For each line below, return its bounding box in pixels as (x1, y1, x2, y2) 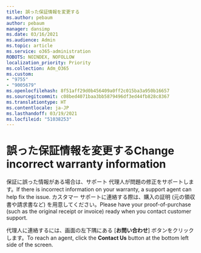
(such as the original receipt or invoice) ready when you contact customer (6, 207, 191, 215)
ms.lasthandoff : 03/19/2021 (6, 110, 78, 116)
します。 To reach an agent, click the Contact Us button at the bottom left (6, 234, 189, 241)
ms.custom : (6, 71, 34, 77)
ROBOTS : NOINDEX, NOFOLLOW (6, 54, 75, 60)
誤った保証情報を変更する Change (6, 144, 175, 158)
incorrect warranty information (6, 157, 166, 171)
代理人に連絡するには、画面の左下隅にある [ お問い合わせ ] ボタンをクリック (6, 227, 194, 234)
